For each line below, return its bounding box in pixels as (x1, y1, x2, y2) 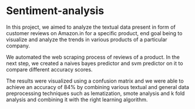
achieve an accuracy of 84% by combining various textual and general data (6, 83, 190, 90)
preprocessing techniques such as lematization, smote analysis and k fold (6, 90, 185, 97)
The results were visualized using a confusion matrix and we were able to (6, 77, 184, 84)
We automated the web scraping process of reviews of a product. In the (6, 53, 180, 60)
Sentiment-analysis (6, 4, 105, 18)
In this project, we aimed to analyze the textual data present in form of (6, 23, 176, 30)
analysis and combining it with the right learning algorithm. (6, 96, 148, 103)
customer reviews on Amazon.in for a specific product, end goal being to (6, 29, 183, 36)
